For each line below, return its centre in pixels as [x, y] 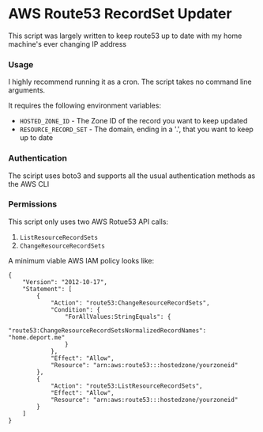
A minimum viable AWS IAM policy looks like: [81, 260]
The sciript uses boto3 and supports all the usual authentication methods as [132, 176]
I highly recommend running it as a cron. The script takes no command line [130, 82]
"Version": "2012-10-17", [65, 282]
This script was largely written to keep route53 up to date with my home [125, 36]
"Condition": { [75, 309]
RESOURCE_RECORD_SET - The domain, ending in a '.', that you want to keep [137, 129]
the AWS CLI [29, 184]
